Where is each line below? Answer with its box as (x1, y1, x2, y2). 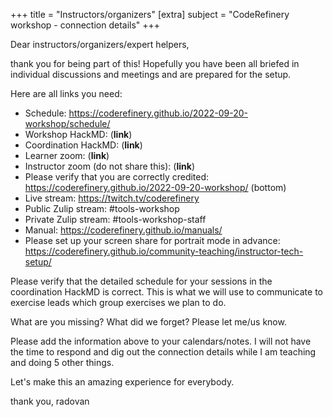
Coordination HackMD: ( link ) (24, 139, 143, 151)
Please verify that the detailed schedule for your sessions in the (10, 275, 273, 287)
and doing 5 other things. (10, 357, 115, 368)
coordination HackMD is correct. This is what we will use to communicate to (10, 286, 323, 298)
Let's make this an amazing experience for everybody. (10, 376, 235, 388)
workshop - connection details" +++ (10, 19, 161, 31)
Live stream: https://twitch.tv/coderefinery (24, 192, 200, 204)
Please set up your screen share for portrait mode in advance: (24, 235, 281, 246)
